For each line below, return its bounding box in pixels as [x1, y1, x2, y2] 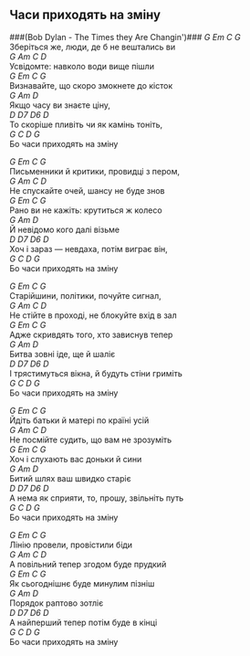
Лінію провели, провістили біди [9, 539, 133, 550]
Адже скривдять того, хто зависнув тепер [9, 329, 173, 340]
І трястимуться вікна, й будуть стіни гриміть [9, 367, 182, 378]
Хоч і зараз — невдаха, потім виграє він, [9, 243, 169, 254]
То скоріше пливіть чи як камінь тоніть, [9, 119, 162, 130]
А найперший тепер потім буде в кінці [9, 617, 158, 628]
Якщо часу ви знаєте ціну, [9, 100, 111, 111]
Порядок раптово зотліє [9, 598, 104, 608]
